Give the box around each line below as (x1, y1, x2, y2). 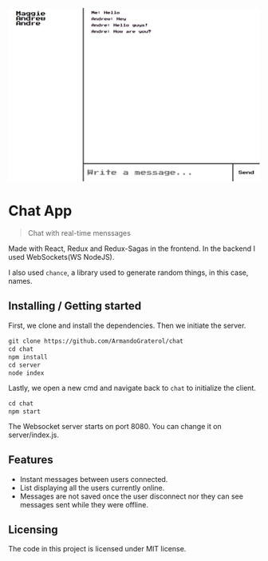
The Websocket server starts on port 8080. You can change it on (8, 421, 222, 431)
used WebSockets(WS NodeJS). (8, 252, 115, 261)
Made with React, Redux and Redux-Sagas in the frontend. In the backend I (8, 244, 256, 253)
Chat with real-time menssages (27, 228, 132, 237)
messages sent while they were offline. (19, 499, 149, 509)
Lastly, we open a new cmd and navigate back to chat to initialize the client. (8, 383, 257, 392)
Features (8, 453, 53, 467)
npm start (8, 408, 41, 416)
